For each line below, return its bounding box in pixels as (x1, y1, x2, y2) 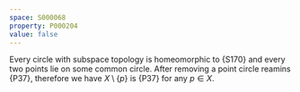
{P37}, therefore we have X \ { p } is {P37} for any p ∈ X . (9, 73, 215, 84)
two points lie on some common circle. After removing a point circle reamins (9, 63, 292, 74)
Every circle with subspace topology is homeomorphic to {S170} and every (9, 54, 286, 65)
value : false (9, 29, 58, 38)
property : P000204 (9, 21, 78, 30)
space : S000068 (9, 13, 66, 22)
